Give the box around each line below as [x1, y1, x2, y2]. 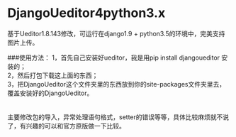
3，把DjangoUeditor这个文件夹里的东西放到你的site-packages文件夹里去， [7, 80, 225, 88]
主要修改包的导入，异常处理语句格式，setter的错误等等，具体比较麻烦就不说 [7, 112, 230, 121]
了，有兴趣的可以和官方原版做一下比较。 [7, 121, 125, 130]
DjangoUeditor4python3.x [7, 5, 166, 21]
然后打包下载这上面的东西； [17, 71, 99, 80]
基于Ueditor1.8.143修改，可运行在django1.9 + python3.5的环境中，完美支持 [7, 29, 225, 38]
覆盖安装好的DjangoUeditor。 [7, 89, 94, 97]
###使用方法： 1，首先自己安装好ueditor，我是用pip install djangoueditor [7, 53, 220, 62]
